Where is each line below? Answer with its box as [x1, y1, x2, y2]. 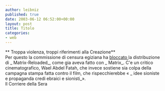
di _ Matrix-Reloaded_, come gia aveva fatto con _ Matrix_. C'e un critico [5, 59, 154, 65]
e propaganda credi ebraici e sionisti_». [5, 75, 86, 81]
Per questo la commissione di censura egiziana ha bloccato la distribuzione [5, 54, 161, 60]
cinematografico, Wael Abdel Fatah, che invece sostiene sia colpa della [5, 64, 152, 70]
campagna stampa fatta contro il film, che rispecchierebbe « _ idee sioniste [5, 70, 160, 76]
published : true [5, 12, 39, 17]
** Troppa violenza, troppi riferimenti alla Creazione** [5, 48, 116, 55]
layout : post [5, 21, 32, 26]
